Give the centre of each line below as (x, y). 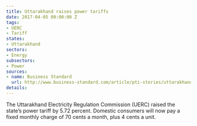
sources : (17, 71)
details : (17, 88)
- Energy (17, 55)
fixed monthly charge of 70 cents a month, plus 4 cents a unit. (81, 117)
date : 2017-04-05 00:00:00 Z (42, 17)
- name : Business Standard (39, 77)
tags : (13, 22)
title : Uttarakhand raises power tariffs (57, 11)
